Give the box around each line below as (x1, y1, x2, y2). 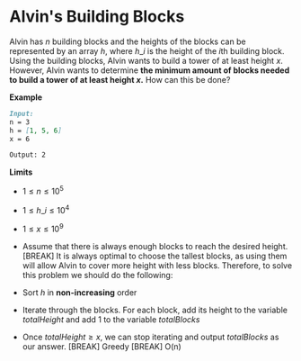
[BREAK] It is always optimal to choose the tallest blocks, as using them (22, 250, 288, 262)
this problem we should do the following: (22, 270, 173, 281)
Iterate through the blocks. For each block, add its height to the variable (22, 304, 288, 316)
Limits (9, 167, 33, 177)
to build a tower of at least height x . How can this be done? (9, 74, 231, 85)
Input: (9, 109, 34, 118)
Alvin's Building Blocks (9, 6, 185, 27)
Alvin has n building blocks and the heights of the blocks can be (9, 36, 246, 47)
